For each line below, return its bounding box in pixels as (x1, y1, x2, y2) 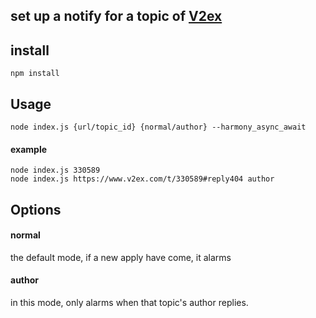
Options (10, 201, 62, 218)
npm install (10, 69, 60, 79)
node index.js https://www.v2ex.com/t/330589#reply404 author (10, 174, 275, 184)
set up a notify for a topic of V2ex (10, 8, 223, 25)
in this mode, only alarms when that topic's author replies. (10, 297, 249, 309)
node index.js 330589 (10, 165, 101, 176)
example (10, 143, 48, 155)
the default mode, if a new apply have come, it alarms (10, 251, 232, 263)
